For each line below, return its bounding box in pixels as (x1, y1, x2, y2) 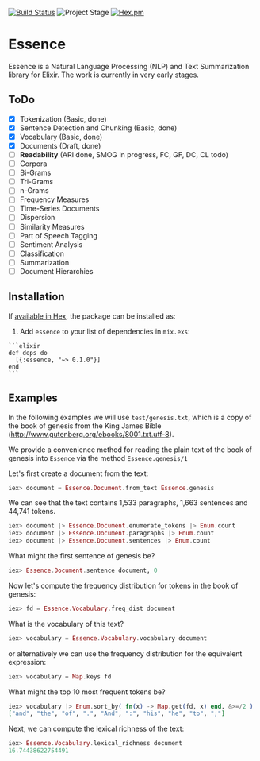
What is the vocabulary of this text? (8, 619, 124, 628)
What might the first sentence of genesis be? (8, 551, 155, 560)
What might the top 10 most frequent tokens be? (8, 687, 166, 697)
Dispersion (19, 213, 55, 222)
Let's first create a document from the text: (8, 469, 149, 478)
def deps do (8, 349, 48, 357)
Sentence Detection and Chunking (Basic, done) (19, 123, 178, 133)
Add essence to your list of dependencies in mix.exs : (19, 326, 190, 336)
